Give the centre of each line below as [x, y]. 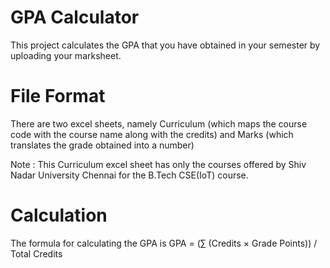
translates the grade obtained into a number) [102, 145]
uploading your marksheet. [66, 55]
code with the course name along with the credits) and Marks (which [152, 134]
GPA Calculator [75, 17]
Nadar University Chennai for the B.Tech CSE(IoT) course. [129, 175]
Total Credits [36, 253]
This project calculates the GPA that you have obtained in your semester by [165, 45]
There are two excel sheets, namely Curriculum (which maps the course [159, 123]
